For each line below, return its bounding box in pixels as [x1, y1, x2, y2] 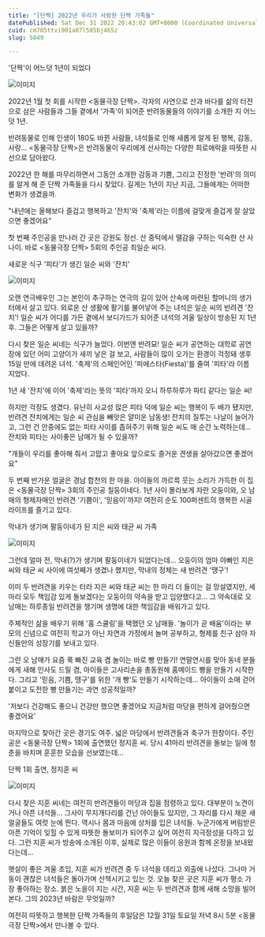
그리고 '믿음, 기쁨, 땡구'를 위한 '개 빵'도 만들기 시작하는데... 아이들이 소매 [18, 675, 241, 684]
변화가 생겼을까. [8, 189, 58, 199]
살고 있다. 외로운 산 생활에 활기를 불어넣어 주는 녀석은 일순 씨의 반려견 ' [28, 303, 248, 313]
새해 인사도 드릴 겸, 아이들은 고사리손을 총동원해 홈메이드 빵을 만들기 [22, 665, 233, 675]
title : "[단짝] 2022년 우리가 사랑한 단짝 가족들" [8, 11, 155, 20]
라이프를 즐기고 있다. [8, 505, 72, 515]
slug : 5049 [8, 33, 44, 42]
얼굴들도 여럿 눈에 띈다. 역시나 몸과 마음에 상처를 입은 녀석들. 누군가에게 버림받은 [8, 818, 256, 827]
